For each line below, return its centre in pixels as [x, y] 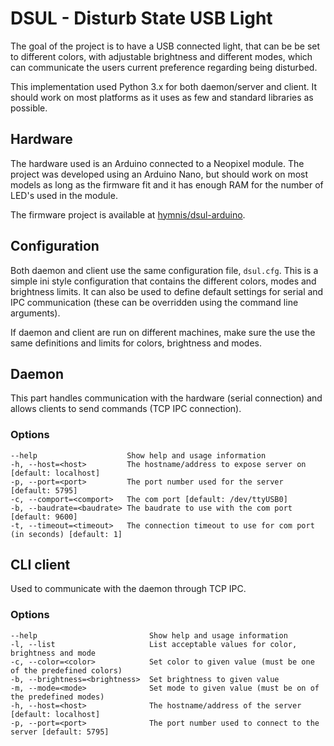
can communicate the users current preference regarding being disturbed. [164, 67]
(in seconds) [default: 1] [66, 534]
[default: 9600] [44, 517]
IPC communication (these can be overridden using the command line [154, 302]
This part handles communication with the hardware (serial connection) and [166, 398]
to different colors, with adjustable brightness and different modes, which [161, 56]
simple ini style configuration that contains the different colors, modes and [163, 281]
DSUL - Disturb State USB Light [141, 18]
